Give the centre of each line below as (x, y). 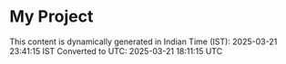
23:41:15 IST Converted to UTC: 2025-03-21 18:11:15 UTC (116, 50)
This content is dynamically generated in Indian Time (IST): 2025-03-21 (143, 41)
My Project (51, 17)
